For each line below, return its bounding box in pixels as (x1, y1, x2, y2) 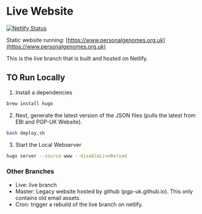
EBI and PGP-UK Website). (15, 118, 83, 125)
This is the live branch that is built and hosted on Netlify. (6, 54, 148, 62)
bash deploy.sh (6, 130, 45, 136)
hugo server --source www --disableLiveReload (6, 153, 127, 159)
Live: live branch (15, 181, 57, 188)
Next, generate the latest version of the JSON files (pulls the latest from (15, 111, 196, 119)
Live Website (6, 4, 73, 18)
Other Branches (6, 167, 54, 175)
